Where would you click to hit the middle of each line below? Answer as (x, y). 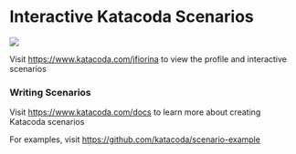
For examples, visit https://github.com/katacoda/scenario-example (135, 139)
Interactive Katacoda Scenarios (132, 17)
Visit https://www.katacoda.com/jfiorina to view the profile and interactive (148, 59)
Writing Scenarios (50, 92)
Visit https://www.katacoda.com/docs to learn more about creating (135, 112)
